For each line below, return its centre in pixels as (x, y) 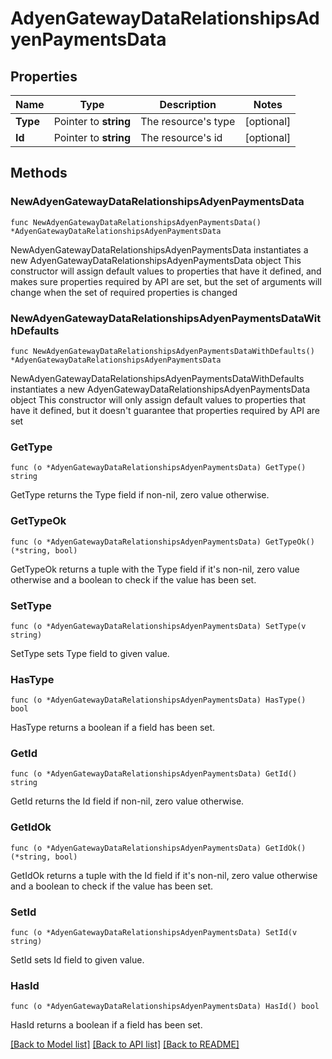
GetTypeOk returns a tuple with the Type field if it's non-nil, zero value (155, 569)
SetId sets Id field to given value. (77, 960)
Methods (39, 173)
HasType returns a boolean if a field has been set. (113, 728)
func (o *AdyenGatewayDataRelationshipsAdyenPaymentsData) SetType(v (158, 626)
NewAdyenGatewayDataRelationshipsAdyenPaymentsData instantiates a (159, 249)
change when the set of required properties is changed (124, 292)
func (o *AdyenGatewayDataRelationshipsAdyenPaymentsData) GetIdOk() (158, 848)
